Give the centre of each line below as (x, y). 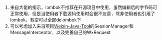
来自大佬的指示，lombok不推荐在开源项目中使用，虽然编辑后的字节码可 (84, 7)
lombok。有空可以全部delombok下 (45, 20)
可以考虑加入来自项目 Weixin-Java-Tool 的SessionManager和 (72, 26)
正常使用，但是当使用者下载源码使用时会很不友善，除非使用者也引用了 (83, 13)
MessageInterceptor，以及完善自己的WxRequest (60, 32)
